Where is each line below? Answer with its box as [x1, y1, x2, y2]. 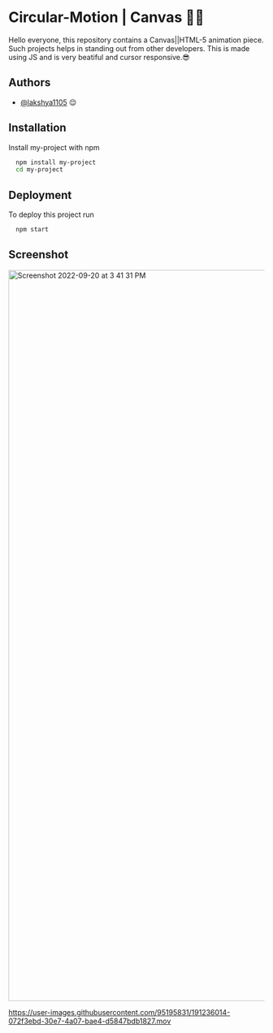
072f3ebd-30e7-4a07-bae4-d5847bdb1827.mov [8, 1016, 171, 1026]
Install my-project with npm [8, 142, 100, 152]
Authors [8, 76, 51, 89]
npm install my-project [15, 158, 96, 166]
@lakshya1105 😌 [19, 97, 77, 107]
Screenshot [8, 248, 69, 261]
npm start [15, 226, 49, 234]
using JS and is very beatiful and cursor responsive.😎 [8, 52, 190, 62]
